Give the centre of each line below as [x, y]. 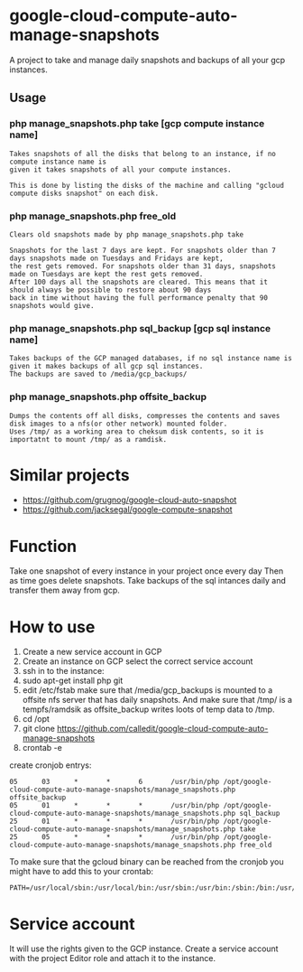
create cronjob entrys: [50, 765]
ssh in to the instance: [64, 671]
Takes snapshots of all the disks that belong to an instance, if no [143, 154]
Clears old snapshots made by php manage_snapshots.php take [127, 234]
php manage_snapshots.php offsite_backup [108, 397]
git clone [39, 729]
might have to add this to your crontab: [82, 872]
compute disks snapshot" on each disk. [84, 193]
